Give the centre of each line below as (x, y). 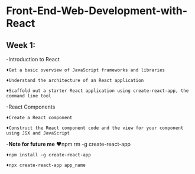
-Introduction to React (33, 59)
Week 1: (21, 45)
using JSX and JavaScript (38, 133)
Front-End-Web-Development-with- (97, 11)
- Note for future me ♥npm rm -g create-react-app (69, 144)
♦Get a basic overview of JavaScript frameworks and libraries (86, 70)
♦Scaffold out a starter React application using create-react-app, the (97, 91)
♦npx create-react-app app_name (46, 165)
